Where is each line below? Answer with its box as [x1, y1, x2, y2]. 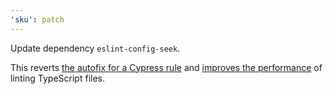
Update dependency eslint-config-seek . [10, 42, 181, 54]
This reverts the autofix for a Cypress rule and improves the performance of [10, 61, 323, 73]
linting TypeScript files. [10, 72, 105, 84]
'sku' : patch [10, 14, 65, 25]
